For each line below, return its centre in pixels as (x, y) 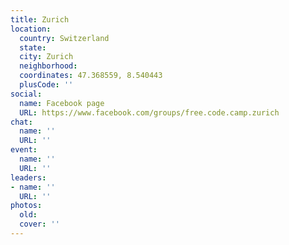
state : (33, 47)
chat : (21, 122)
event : (24, 150)
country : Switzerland (64, 38)
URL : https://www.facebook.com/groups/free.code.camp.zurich (149, 112)
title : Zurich (40, 19)
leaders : (28, 177)
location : (31, 29)
